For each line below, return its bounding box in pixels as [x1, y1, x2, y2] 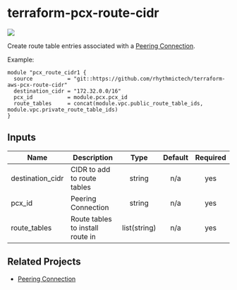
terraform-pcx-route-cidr [7, 5, 159, 21]
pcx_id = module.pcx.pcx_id [13, 93, 128, 100]
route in [70, 231, 97, 241]
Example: [7, 55, 35, 64]
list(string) [122, 223, 157, 233]
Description [73, 152, 114, 162]
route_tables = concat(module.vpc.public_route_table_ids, [13, 100, 203, 107]
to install [70, 223, 99, 233]
